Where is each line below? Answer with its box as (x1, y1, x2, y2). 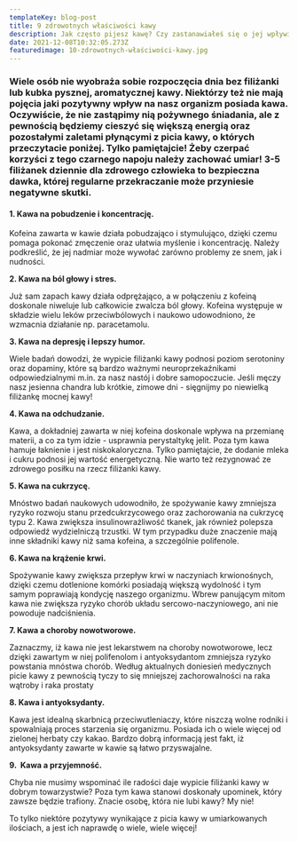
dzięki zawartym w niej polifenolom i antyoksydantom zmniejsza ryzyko (9, 652, 271, 663)
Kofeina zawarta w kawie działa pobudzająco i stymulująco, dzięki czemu (9, 228, 278, 239)
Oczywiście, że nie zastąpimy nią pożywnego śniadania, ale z (9, 108, 280, 121)
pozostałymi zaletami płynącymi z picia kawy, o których (9, 131, 255, 143)
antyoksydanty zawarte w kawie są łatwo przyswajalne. (9, 743, 213, 753)
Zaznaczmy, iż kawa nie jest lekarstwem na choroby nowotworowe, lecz (9, 642, 273, 653)
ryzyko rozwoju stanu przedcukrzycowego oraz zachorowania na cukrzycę (9, 507, 284, 518)
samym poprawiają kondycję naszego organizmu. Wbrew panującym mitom (9, 589, 286, 600)
